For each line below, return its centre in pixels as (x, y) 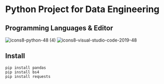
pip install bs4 (22, 72)
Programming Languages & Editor (59, 28)
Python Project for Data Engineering (83, 9)
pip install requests (28, 76)
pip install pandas (26, 68)
